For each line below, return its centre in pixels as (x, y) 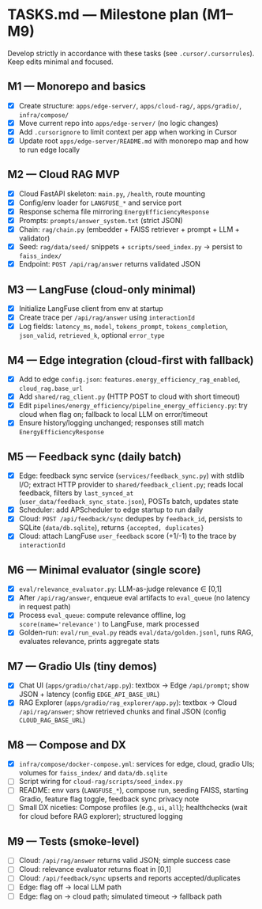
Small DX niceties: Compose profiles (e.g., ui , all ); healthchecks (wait (133, 808)
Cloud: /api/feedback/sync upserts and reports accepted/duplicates (130, 878)
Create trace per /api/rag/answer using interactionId (107, 317)
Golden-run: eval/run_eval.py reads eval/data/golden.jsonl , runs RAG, (136, 633)
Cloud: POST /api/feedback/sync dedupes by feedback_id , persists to (131, 519)
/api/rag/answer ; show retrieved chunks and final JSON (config (122, 712)
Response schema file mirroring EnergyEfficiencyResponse (114, 211)
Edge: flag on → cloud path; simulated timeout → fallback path (120, 896)
